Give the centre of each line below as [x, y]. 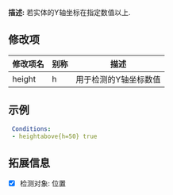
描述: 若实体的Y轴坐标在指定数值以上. [69, 12]
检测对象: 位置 [42, 184]
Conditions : [31, 129]
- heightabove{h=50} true [54, 136]
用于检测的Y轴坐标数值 [118, 79]
